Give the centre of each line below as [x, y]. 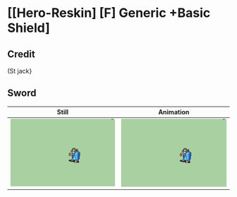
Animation [174, 112]
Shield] [29, 28]
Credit [21, 54]
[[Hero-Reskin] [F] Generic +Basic [109, 13]
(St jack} [20, 71]
